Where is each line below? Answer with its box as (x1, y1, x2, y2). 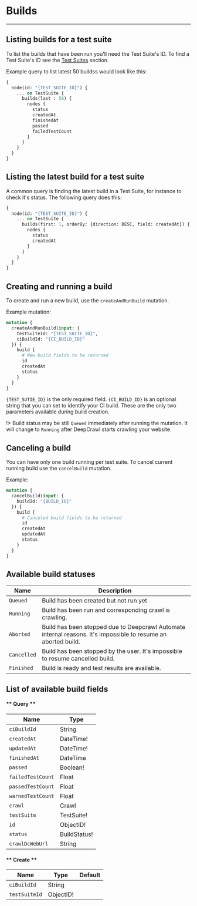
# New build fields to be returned (21, 352, 109, 359)
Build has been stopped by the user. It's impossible (42, 647, 183, 655)
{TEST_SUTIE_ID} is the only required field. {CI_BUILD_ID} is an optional (6, 396, 176, 403)
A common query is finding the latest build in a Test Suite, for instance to (6, 187, 182, 194)
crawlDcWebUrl (9, 840, 49, 847)
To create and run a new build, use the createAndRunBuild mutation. (6, 297, 169, 304)
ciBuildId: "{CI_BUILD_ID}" (16, 336, 85, 342)
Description (98, 587, 132, 595)
